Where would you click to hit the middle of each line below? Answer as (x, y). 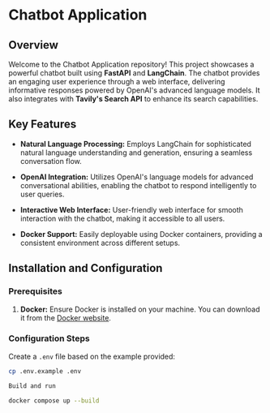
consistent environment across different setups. (100, 243)
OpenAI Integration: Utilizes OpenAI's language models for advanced (137, 177)
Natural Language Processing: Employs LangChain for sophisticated (135, 144)
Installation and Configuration (86, 268)
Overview (34, 45)
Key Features (43, 125)
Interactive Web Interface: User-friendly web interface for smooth (131, 209)
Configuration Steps (49, 338)
